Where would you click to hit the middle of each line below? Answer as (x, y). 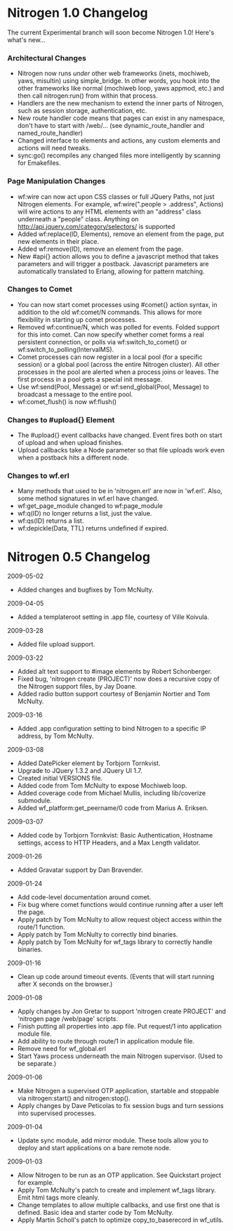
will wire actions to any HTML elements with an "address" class (109, 211)
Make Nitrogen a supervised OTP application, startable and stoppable (118, 1091)
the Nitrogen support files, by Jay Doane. (77, 686)
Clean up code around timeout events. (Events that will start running (116, 977)
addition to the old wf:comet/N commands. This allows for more (109, 312)
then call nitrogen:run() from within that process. (87, 96)
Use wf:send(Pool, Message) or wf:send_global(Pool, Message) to (113, 386)
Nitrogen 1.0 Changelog (78, 13)
